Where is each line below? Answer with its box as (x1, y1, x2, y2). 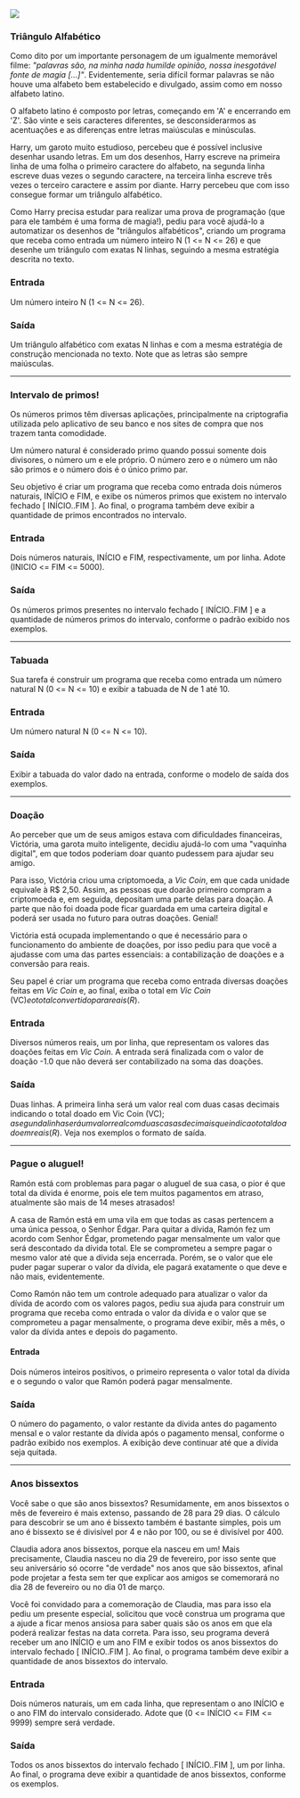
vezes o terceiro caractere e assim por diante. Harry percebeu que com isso (10, 180, 290, 191)
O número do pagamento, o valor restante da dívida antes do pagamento (10, 1418, 277, 1430)
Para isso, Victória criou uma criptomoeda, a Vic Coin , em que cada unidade (10, 874, 290, 886)
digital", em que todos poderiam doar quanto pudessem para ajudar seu (10, 847, 274, 859)
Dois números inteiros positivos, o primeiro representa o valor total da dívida (10, 1366, 290, 1377)
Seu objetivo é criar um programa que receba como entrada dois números (10, 482, 282, 492)
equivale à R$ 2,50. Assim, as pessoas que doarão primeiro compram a (10, 884, 272, 895)
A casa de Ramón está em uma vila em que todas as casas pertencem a (10, 1214, 274, 1225)
